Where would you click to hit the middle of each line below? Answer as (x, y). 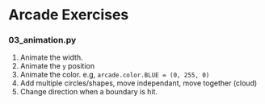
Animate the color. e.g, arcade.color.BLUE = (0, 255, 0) (115, 75)
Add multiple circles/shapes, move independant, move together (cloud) (139, 83)
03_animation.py (42, 40)
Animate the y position (57, 66)
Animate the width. (51, 57)
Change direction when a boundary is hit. (89, 92)
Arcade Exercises (69, 15)
